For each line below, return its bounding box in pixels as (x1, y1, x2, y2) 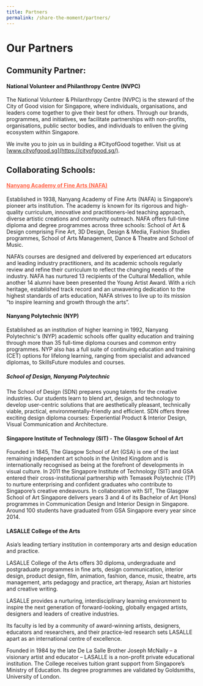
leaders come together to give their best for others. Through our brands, (6, 109, 189, 116)
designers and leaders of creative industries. (6, 610, 119, 617)
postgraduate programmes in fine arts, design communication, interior (6, 566, 183, 573)
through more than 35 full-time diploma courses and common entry (6, 339, 176, 347)
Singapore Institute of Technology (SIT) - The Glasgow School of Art (6, 434, 183, 442)
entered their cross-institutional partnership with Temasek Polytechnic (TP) (6, 474, 196, 481)
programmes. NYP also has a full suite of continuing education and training (6, 345, 196, 353)
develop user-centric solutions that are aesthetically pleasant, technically (6, 401, 191, 409)
